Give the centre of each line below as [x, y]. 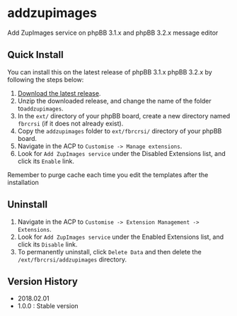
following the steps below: [46, 79]
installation [23, 182]
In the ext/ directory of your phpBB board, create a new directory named [124, 115]
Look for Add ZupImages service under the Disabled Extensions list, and [122, 153]
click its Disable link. [47, 244]
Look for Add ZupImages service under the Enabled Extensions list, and [121, 237]
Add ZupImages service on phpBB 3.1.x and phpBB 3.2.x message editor [113, 33]
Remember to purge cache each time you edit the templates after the [108, 174]
